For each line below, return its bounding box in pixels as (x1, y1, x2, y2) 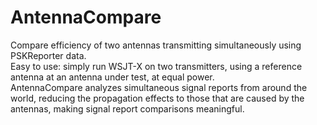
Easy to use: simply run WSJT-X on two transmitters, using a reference (10, 60, 303, 72)
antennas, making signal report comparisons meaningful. (10, 102, 245, 115)
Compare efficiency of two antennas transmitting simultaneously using (10, 39, 302, 51)
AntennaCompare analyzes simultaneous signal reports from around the (10, 81, 308, 93)
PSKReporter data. (10, 49, 87, 61)
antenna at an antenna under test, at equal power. (10, 71, 215, 83)
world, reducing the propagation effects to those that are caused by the (10, 92, 305, 104)
